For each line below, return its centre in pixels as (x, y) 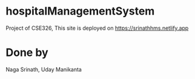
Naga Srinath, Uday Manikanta (44, 69)
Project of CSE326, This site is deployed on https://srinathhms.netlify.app (97, 28)
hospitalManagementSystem (80, 11)
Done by (27, 53)
